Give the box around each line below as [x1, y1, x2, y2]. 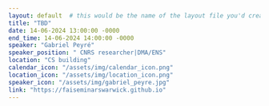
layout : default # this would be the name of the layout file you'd [8, 11, 246, 20]
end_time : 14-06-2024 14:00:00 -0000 [8, 33, 134, 42]
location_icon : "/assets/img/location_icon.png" [8, 71, 174, 79]
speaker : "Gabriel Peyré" [8, 41, 94, 49]
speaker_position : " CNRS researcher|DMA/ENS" [8, 49, 167, 57]
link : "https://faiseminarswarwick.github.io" [8, 85, 167, 94]
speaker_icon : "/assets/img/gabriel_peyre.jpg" [8, 78, 171, 86]
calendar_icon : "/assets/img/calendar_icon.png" [8, 64, 174, 72]
